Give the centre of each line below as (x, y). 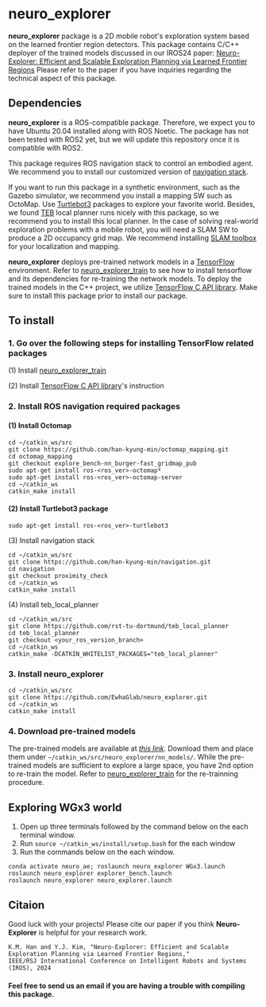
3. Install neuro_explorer (56, 673)
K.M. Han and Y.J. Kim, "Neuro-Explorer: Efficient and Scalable (118, 947)
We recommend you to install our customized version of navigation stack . (128, 171)
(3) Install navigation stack (52, 540)
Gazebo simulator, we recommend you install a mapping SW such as (120, 195)
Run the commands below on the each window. (97, 852)
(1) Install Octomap (40, 425)
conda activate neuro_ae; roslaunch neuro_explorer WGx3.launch (117, 867)
